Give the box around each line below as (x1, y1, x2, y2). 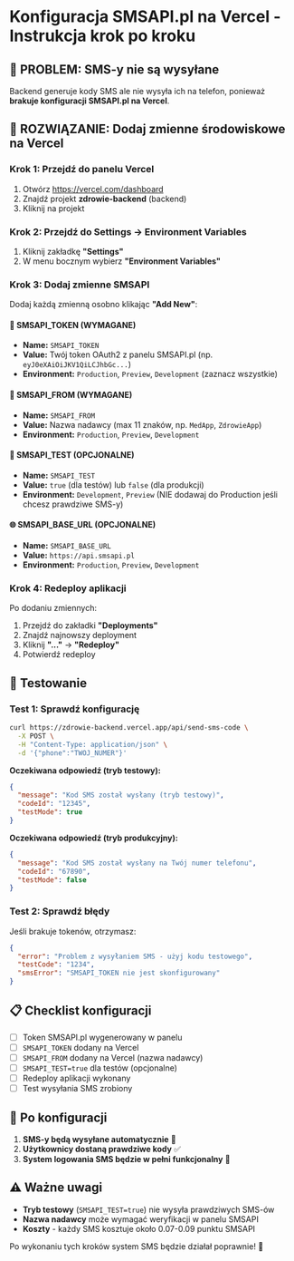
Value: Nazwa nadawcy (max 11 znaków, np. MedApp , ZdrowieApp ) (22, 419, 262, 430)
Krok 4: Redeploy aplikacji (9, 582, 127, 595)
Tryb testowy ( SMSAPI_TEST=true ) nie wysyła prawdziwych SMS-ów (22, 1204, 275, 1215)
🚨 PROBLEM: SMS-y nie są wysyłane (9, 62, 220, 77)
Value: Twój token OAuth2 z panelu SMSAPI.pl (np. (22, 349, 213, 360)
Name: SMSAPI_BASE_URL (22, 540, 111, 551)
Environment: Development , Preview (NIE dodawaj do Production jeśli (22, 489, 279, 500)
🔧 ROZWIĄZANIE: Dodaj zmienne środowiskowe (9, 121, 286, 137)
